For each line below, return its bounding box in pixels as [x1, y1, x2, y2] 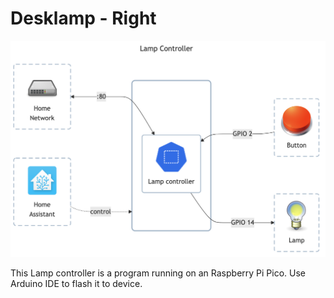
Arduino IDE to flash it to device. [10, 277, 143, 289]
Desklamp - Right [10, 7, 157, 30]
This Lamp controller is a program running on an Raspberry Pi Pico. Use [10, 267, 307, 279]
